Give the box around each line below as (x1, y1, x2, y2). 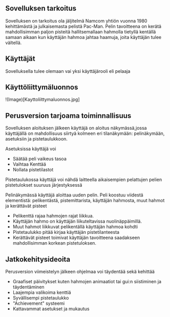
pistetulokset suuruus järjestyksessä (5, 182, 82, 188)
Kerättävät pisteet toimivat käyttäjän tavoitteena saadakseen (12, 234, 140, 241)
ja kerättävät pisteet (5, 203, 47, 209)
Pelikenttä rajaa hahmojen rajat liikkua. (12, 213, 94, 219)
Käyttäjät (5, 54, 35, 63)
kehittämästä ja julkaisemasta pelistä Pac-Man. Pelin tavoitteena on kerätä (5, 23, 162, 29)
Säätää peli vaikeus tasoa (12, 156, 67, 162)
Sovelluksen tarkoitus (5, 4, 77, 13)
